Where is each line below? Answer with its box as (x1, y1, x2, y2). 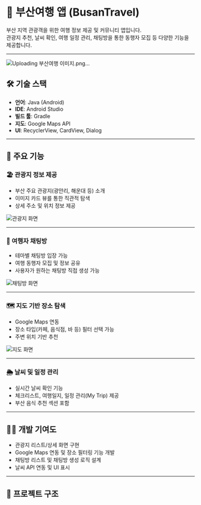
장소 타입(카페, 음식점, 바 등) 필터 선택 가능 (14, 326, 115, 333)
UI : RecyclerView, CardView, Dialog (14, 126, 102, 134)
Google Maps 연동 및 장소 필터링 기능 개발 (14, 449, 115, 456)
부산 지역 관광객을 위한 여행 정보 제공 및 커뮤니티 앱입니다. (6, 26, 142, 34)
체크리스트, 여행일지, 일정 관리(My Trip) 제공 (14, 392, 120, 399)
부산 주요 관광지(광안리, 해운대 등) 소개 (14, 187, 105, 195)
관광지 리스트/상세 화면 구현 (14, 442, 80, 449)
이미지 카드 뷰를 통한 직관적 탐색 (14, 195, 90, 202)
